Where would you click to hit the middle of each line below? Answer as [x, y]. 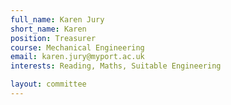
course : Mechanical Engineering [77, 47]
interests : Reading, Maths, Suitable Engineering [116, 66]
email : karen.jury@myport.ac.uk [77, 57]
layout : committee [48, 84]
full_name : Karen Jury [57, 19]
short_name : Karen [48, 29]
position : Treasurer [53, 38]
